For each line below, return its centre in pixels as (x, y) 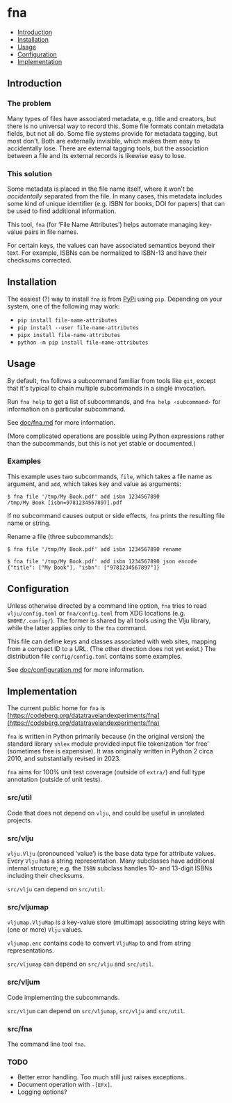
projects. (20, 820)
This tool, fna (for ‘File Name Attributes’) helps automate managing (102, 224)
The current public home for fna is (56, 708)
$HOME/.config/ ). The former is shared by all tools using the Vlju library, (109, 620)
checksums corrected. (39, 260)
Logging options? (42, 1092)
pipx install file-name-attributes (69, 335)
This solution (30, 173)
